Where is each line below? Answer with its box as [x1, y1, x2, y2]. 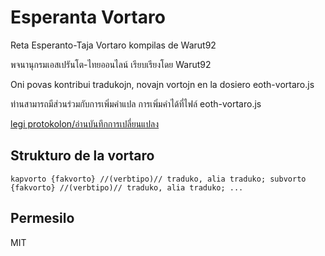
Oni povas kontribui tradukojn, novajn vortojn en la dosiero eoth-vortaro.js [10, 78, 315, 90]
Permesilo [10, 210, 75, 227]
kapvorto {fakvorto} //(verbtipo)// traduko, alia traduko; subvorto [10, 174, 307, 184]
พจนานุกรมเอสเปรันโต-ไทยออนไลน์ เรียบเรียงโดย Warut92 [10, 58, 212, 70]
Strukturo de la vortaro [10, 147, 155, 165]
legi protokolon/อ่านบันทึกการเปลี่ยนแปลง [10, 117, 160, 130]
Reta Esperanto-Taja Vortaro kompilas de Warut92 [10, 39, 217, 51]
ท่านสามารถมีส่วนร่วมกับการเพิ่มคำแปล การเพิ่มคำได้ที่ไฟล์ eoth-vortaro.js [10, 97, 262, 110]
